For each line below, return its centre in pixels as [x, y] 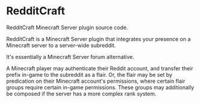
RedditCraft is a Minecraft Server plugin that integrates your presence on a [98, 39]
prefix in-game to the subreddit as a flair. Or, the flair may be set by [89, 74]
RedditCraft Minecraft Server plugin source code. [67, 27]
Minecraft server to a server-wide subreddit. [61, 45]
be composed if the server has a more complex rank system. [81, 93]
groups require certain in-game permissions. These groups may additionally [100, 87]
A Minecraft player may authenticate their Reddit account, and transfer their [100, 68]
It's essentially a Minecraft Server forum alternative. [70, 57]
